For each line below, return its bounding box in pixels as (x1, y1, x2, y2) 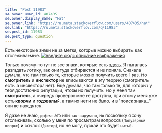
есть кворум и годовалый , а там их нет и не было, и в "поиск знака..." (5, 98, 151, 103)
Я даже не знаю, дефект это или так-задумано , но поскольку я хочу (5, 112, 142, 118)
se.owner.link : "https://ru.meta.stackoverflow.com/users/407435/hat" (5, 20, 150, 26)
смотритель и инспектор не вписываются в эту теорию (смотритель (5, 77, 149, 83)
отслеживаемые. (5, 52, 40, 58)
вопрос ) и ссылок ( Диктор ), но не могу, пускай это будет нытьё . (5, 122, 133, 128)
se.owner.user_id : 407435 (5, 12, 57, 16)
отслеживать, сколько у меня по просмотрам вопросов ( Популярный (5, 117, 146, 123)
